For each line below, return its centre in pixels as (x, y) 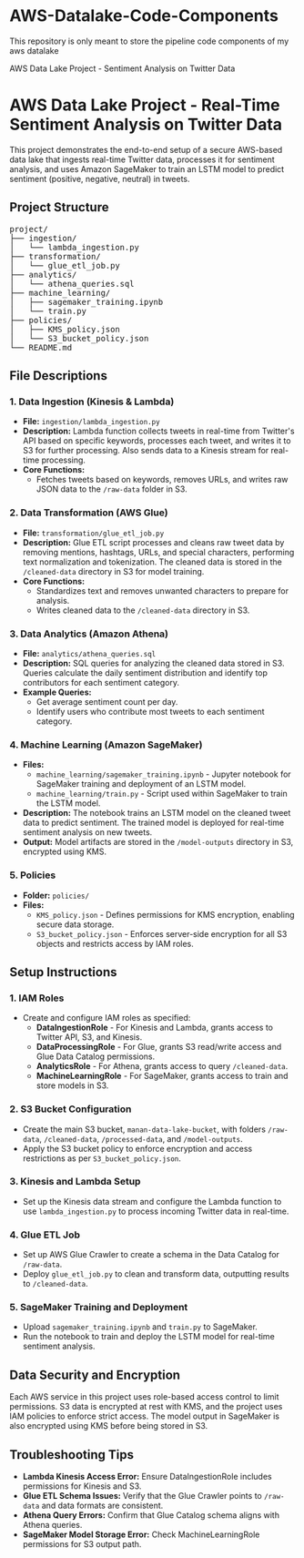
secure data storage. (75, 924)
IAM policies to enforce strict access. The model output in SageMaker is (145, 1416)
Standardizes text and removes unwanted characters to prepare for (162, 591)
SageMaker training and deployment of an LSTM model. (141, 784)
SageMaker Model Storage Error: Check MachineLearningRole (141, 1534)
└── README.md (41, 347)
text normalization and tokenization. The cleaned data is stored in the (152, 562)
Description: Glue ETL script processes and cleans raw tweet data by (153, 542)
